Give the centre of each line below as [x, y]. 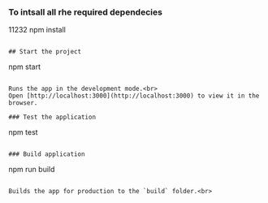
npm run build [32, 170]
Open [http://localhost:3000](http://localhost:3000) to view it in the [134, 96]
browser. [23, 103]
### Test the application [52, 117]
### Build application [47, 154]
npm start [25, 67]
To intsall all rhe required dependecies [85, 12]
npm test [23, 132]
